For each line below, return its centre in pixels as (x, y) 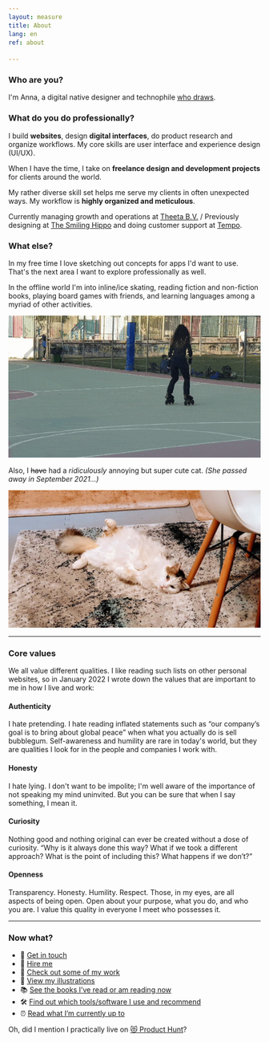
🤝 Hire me (36, 964)
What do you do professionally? (71, 118)
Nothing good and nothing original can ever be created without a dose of (128, 839)
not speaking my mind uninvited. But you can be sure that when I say (122, 794)
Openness (26, 874)
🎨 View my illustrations (57, 981)
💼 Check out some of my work (70, 972)
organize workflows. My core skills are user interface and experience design (134, 144)
